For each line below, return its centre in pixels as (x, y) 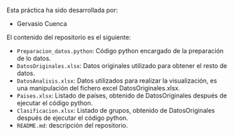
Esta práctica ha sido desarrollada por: (62, 10)
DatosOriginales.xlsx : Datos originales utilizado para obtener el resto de (122, 66)
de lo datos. (34, 58)
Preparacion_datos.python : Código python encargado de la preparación (120, 51)
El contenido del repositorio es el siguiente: (69, 37)
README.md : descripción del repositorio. (72, 125)
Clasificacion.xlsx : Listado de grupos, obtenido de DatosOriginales (116, 110)
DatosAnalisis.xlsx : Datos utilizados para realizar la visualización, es (117, 81)
